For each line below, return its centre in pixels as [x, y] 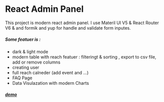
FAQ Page [22, 78]
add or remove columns [36, 62]
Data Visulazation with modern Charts [51, 83]
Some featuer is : [23, 39]
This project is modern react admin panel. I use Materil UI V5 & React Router [82, 23]
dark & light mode [30, 51]
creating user [26, 67]
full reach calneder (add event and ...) [50, 72]
